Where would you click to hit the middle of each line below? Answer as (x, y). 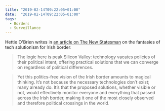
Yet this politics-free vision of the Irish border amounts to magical (84, 77)
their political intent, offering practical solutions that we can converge (88, 62)
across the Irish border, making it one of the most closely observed (85, 98)
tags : (11, 19)
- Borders (20, 23)
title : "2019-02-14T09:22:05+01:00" (43, 10)
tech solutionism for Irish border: (38, 47)
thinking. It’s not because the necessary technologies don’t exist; (83, 82)
